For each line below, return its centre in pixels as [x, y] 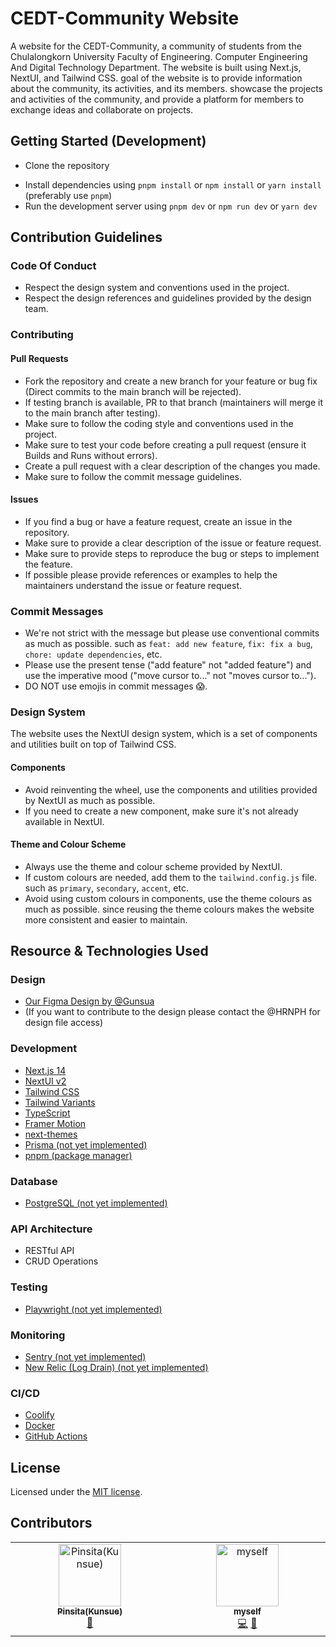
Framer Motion [55, 1123]
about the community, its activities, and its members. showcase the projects [166, 88]
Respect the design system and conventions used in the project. [157, 288]
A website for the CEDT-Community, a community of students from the [156, 46]
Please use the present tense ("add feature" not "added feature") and [168, 665]
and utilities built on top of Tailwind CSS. [93, 744]
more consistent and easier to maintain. [106, 919]
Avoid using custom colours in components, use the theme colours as [168, 898]
